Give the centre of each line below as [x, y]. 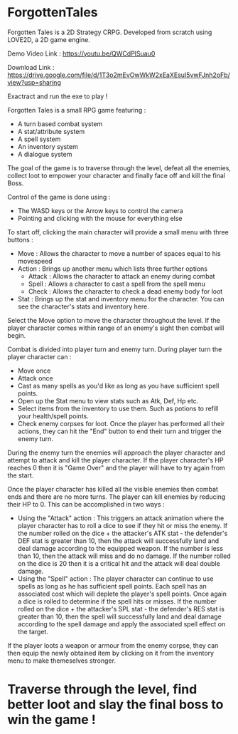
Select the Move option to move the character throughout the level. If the [114, 320]
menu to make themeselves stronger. [61, 661]
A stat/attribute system [51, 131]
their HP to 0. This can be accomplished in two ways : [86, 504]
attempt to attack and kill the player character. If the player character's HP [115, 460]
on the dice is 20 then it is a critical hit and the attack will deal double [119, 563]
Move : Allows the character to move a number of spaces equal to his [119, 253]
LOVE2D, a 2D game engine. [49, 39]
